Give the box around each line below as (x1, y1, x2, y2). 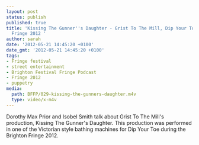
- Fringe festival (6, 58, 52, 64)
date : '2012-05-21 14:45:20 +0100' (6, 42, 94, 48)
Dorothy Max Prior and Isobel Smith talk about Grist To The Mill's (6, 113, 164, 120)
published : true (6, 20, 46, 25)
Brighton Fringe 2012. (6, 131, 59, 139)
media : (6, 86, 23, 92)
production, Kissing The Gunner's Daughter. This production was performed (6, 119, 192, 126)
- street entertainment (6, 63, 65, 70)
